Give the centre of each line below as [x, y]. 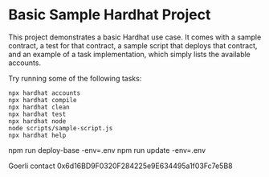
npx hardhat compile [43, 100]
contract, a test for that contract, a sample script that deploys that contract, [133, 45]
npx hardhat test [37, 114]
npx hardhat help [37, 135]
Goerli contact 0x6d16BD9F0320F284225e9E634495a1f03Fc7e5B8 [120, 166]
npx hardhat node [37, 121]
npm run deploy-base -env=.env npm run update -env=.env [107, 150]
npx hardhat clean [39, 107]
